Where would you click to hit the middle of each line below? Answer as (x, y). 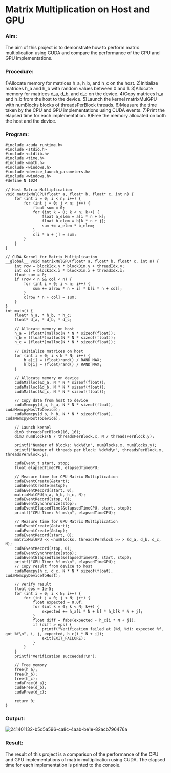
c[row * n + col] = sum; (50, 298)
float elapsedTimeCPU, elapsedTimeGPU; (57, 468)
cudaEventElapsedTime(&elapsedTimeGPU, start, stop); (73, 558)
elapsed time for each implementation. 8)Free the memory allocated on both (86, 115)
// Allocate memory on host (44, 329)
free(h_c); (26, 679)
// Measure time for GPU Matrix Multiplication (66, 522)
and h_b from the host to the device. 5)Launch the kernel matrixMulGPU (81, 99)
